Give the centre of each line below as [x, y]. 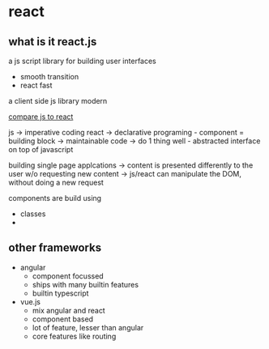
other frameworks [55, 248]
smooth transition [49, 77]
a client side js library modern [58, 101]
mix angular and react [68, 310]
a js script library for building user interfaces [82, 61]
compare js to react [41, 117]
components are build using [55, 198]
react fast [36, 85]
